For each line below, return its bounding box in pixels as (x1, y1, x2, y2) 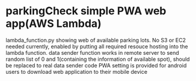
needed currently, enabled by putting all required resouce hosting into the (5, 43, 188, 50)
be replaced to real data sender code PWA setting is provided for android (5, 61, 187, 69)
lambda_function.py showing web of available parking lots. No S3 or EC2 (5, 36, 186, 43)
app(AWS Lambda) (5, 17, 102, 30)
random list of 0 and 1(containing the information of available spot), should (5, 55, 190, 63)
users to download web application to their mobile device (5, 68, 148, 75)
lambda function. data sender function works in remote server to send (5, 49, 180, 56)
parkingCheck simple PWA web (5, 4, 167, 18)
